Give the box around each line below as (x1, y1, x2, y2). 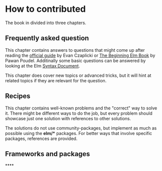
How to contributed (5, 3, 86, 15)
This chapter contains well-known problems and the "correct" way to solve (5, 105, 158, 111)
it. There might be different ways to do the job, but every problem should (5, 110, 153, 116)
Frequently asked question (5, 34, 89, 42)
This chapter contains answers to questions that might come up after (5, 47, 145, 53)
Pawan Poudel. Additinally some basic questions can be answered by (5, 58, 146, 64)
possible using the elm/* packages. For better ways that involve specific (5, 130, 153, 136)
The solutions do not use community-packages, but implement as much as (5, 125, 157, 131)
